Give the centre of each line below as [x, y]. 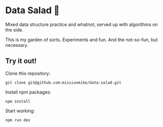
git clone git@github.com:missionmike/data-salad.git [63, 83]
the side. [14, 29]
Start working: [20, 111]
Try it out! [21, 61]
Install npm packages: [28, 92]
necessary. [17, 45]
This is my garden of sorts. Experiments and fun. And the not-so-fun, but [82, 40]
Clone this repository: [28, 73]
